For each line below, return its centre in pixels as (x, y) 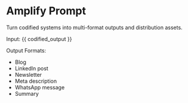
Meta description (36, 81)
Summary (27, 93)
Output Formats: (26, 50)
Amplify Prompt (46, 11)
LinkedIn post (32, 68)
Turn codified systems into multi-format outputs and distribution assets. (95, 27)
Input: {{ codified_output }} (39, 39)
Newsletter (28, 74)
